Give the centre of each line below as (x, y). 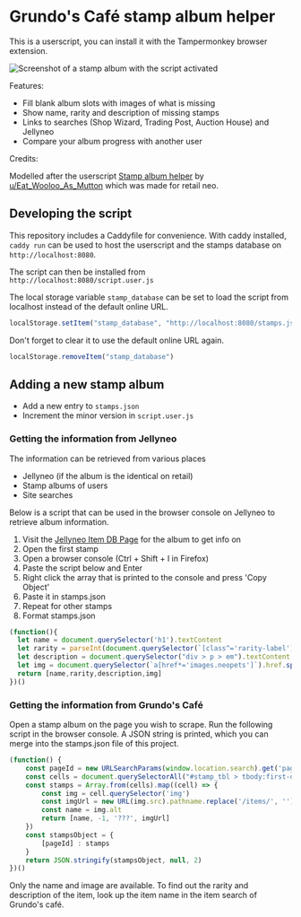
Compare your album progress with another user (112, 141)
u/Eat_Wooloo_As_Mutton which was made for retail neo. (114, 185)
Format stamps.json (59, 616)
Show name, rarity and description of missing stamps (120, 112)
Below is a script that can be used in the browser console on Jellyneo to (142, 512)
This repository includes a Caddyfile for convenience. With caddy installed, (148, 235)
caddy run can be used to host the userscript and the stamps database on (146, 245)
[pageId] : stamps (76, 843)
